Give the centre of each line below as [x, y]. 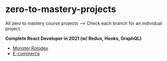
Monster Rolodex [30, 48]
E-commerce [26, 53]
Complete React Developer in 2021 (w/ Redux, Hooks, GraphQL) [73, 38]
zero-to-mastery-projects [61, 9]
